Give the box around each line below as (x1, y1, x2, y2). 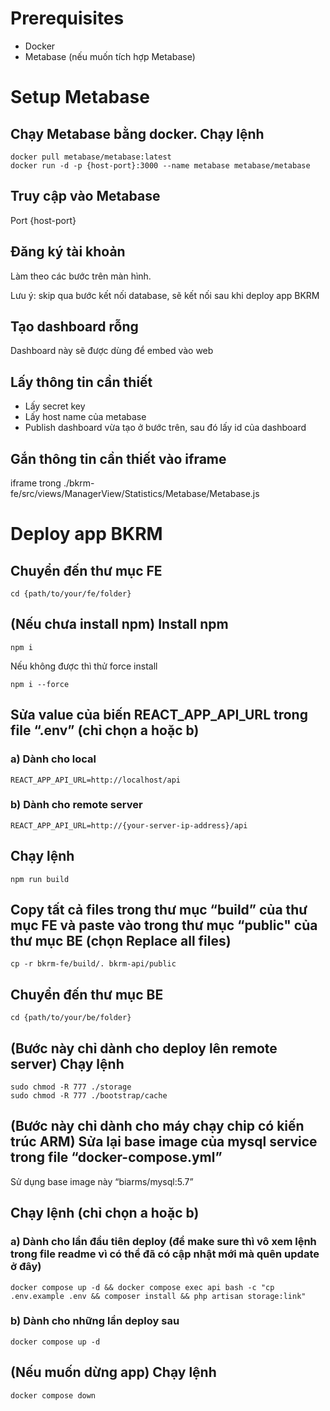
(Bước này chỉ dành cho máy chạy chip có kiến (10, 1118, 305, 1135)
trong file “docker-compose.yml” (10, 1149, 223, 1166)
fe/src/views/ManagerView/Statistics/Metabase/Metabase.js (10, 488, 260, 499)
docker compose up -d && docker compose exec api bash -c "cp (10, 1282, 275, 1292)
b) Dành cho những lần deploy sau (10, 1314, 180, 1328)
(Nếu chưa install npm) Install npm (10, 616, 229, 633)
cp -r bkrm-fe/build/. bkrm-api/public (10, 959, 177, 969)
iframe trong (10, 477, 62, 489)
